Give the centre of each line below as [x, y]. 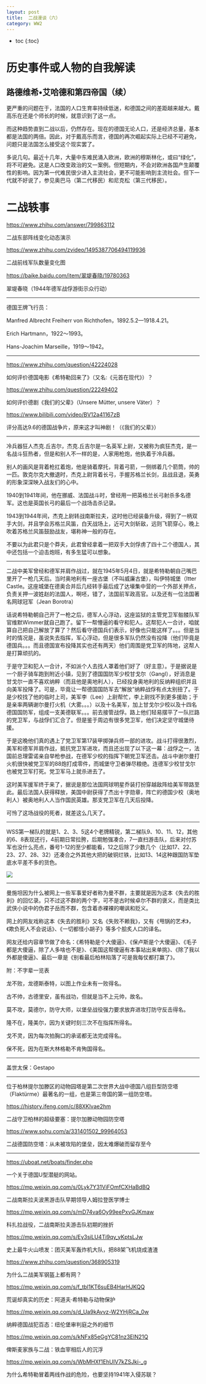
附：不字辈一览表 [28, 970]
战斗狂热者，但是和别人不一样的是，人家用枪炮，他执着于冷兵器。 [95, 454]
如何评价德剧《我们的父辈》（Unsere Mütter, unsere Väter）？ [84, 403]
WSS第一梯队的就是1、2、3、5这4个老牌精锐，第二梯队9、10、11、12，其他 [102, 832]
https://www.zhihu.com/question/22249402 [62, 390]
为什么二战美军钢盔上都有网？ [44, 1275]
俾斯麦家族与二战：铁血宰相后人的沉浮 [55, 1350]
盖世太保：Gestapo [31, 1067]
